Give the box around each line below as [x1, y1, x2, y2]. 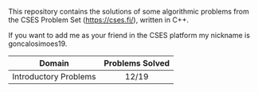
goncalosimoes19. [8, 39, 68, 48]
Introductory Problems [12, 71, 96, 82]
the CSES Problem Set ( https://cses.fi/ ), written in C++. [8, 15, 190, 25]
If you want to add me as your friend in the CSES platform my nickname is [8, 31, 251, 40]
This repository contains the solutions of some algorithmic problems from [8, 7, 249, 16]
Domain [39, 58, 69, 68]
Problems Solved [104, 58, 170, 68]
